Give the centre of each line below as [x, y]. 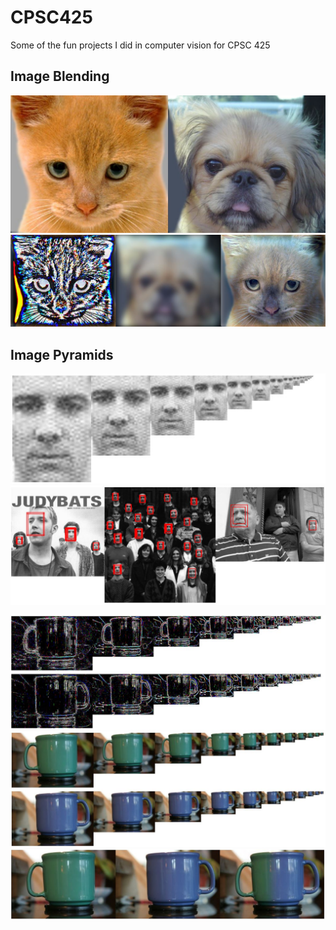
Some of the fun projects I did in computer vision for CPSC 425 [140, 45]
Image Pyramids [62, 354]
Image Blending [60, 76]
